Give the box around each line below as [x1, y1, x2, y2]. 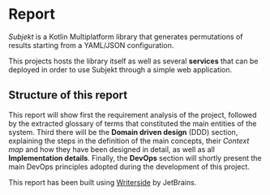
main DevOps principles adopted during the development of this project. [8, 162, 250, 171]
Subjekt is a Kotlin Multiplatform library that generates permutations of [8, 32, 243, 41]
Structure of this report [8, 89, 128, 102]
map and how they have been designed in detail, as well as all [8, 144, 215, 154]
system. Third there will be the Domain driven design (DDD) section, [8, 127, 238, 136]
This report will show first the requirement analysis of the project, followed [8, 110, 257, 119]
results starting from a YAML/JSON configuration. [8, 40, 174, 50]
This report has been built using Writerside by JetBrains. [8, 177, 197, 187]
